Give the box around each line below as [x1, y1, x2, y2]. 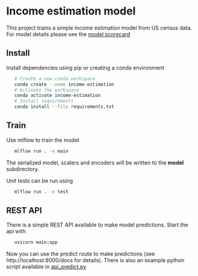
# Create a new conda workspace [14, 75, 96, 82]
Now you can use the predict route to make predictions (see [6, 250, 155, 257]
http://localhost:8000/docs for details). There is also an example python [6, 257, 185, 264]
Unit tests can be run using [6, 177, 73, 184]
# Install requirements [14, 98, 74, 104]
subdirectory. [6, 165, 40, 172]
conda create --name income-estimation [14, 81, 114, 87]
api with [6, 228, 26, 235]
